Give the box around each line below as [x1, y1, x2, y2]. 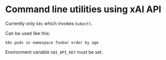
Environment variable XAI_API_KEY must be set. [5, 49, 103, 55]
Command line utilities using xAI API [5, 4, 161, 15]
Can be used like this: [5, 30, 51, 36]
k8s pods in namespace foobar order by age [5, 40, 99, 45]
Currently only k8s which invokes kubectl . [5, 20, 93, 26]
